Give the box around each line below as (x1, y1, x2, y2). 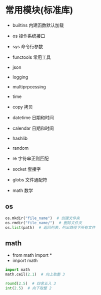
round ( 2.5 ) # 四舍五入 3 (5, 281, 56, 286)
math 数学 (12, 187, 33, 193)
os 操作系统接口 (12, 33, 45, 39)
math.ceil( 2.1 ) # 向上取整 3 (5, 272, 65, 277)
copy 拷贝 (12, 104, 33, 110)
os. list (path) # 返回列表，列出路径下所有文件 (5, 225, 96, 230)
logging (12, 74, 28, 80)
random (12, 145, 29, 151)
